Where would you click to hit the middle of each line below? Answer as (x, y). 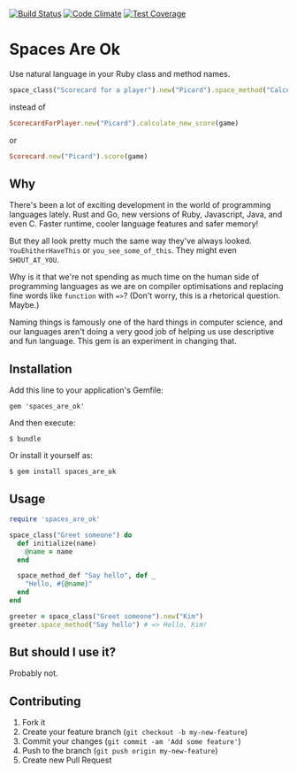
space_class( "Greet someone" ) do (71, 535)
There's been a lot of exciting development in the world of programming (140, 205)
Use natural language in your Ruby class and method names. (120, 73)
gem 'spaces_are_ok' (47, 407)
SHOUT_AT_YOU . (34, 260)
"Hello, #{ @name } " (59, 584)
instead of (27, 107)
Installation (41, 368)
